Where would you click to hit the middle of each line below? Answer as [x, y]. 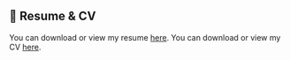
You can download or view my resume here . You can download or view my [145, 37]
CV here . [25, 47]
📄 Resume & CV [53, 16]
